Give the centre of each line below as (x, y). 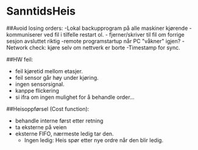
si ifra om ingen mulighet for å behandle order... (75, 97)
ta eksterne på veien (41, 127)
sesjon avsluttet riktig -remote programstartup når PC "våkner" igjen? (94, 41)
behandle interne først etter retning (59, 121)
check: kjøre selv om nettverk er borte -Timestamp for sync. (105, 48)
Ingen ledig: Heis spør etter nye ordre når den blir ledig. (94, 140)
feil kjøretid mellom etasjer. (49, 71)
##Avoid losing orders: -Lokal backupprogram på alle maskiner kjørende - (99, 28)
